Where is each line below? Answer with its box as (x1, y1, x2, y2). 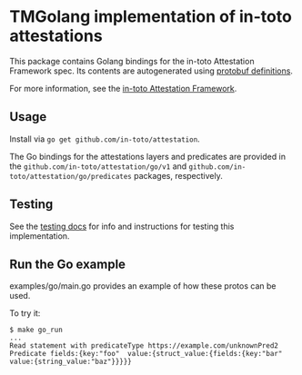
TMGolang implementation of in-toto (9, 6, 293, 27)
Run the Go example (9, 256, 126, 271)
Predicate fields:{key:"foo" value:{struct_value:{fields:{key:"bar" (9, 350, 283, 359)
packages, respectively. (133, 170, 223, 181)
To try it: (9, 308, 41, 319)
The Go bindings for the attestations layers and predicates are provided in (9, 151, 287, 162)
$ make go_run (9, 325, 64, 335)
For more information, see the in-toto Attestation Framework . (9, 83, 237, 94)
